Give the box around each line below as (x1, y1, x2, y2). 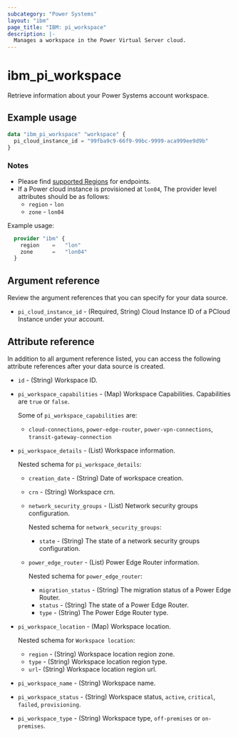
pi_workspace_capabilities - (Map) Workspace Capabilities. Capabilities (17, 389, 231, 398)
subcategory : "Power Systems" (7, 10, 98, 18)
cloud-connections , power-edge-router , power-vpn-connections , (28, 425, 214, 433)
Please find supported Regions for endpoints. (17, 177, 151, 185)
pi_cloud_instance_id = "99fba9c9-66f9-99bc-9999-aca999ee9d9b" (14, 137, 209, 145)
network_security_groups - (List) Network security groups (28, 501, 198, 510)
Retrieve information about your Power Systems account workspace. (7, 91, 209, 100)
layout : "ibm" (7, 17, 50, 24)
